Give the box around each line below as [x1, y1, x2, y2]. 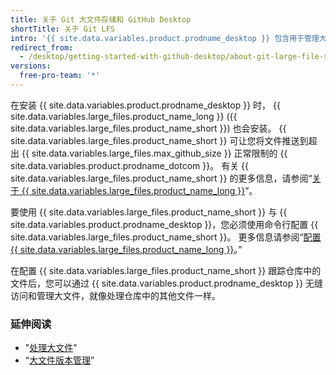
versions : [10, 61, 52, 71]
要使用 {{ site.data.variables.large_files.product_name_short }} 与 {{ [10, 206, 288, 218]
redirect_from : [10, 42, 74, 53]
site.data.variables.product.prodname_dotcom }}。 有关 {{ [10, 159, 250, 171]
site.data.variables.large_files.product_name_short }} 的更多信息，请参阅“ [10, 172, 313, 184]
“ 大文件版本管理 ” [24, 354, 95, 366]
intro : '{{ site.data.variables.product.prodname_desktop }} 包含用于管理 [10, 33, 320, 43]
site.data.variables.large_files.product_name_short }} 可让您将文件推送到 [10, 134, 309, 146]
